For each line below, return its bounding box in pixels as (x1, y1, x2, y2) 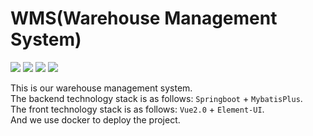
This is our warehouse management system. (10, 82, 193, 94)
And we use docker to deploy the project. (10, 113, 181, 126)
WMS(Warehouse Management (10, 7, 278, 30)
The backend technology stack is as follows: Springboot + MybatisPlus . (10, 92, 303, 104)
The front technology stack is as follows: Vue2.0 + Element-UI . (10, 103, 265, 115)
